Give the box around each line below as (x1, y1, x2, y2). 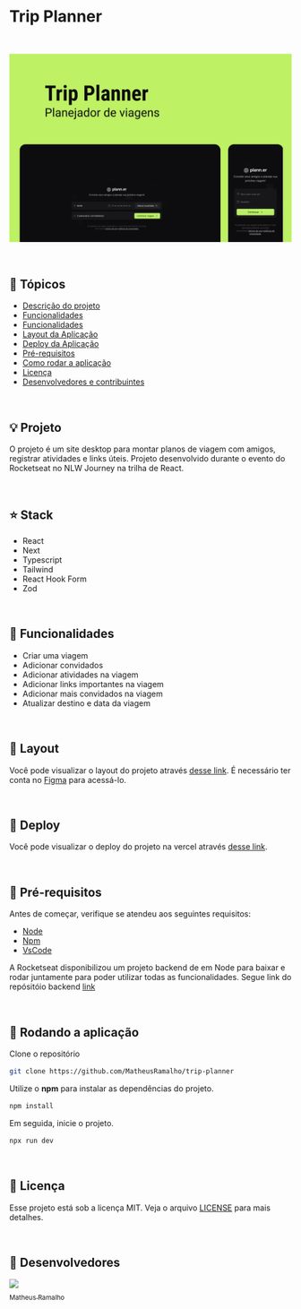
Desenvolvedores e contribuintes (21, 376, 145, 387)
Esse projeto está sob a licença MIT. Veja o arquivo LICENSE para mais (9, 1202, 271, 1213)
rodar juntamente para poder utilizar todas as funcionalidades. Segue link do (9, 972, 292, 983)
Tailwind (21, 564, 54, 575)
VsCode (21, 945, 52, 956)
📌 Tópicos (9, 277, 65, 292)
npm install (9, 1101, 54, 1110)
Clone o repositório (9, 1048, 81, 1059)
